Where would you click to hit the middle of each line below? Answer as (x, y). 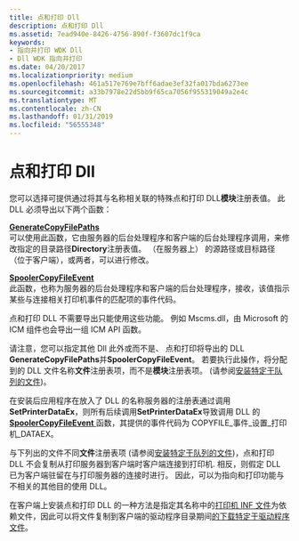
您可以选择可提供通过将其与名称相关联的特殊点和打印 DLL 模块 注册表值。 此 (147, 198)
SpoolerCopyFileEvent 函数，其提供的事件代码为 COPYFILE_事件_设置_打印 (148, 423)
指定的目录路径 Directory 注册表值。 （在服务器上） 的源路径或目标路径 (146, 248)
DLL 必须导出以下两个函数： (61, 209)
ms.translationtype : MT (53, 100)
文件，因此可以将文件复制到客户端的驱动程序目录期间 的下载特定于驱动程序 (153, 516)
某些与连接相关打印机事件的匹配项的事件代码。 (95, 299)
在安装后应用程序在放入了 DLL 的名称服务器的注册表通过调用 (120, 400)
